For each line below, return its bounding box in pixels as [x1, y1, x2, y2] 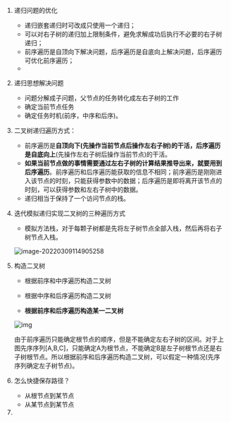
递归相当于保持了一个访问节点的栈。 [24, 194, 130, 202]
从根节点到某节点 [24, 392, 75, 399]
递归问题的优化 [13, 6, 58, 14]
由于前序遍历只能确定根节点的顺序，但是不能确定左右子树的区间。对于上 [13, 335, 224, 343]
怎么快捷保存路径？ [13, 376, 70, 385]
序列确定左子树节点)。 [13, 361, 79, 370]
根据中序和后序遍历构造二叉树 [24, 292, 111, 299]
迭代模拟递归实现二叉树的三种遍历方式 [13, 209, 125, 217]
